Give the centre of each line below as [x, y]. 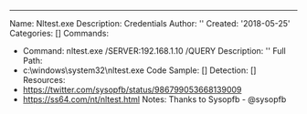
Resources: [44, 80]
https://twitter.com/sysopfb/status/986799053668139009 [132, 89]
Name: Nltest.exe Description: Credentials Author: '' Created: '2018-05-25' [150, 23]
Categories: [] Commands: [59, 33]
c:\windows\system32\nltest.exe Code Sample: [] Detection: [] [139, 70]
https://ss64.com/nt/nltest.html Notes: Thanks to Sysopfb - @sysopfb [154, 99]
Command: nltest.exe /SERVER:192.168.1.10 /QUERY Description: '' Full [154, 51]
